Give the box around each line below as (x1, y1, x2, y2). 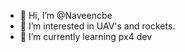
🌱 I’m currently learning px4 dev (19, 31, 153, 42)
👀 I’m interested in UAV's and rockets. (19, 20, 176, 32)
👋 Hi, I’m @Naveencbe (19, 10, 113, 21)
